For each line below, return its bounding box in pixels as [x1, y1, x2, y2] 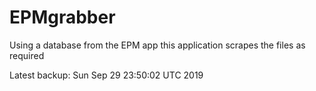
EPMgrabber [9, 6, 116, 29]
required [9, 49, 45, 61]
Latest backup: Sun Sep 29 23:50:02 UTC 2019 [9, 69, 204, 81]
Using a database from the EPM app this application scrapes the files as [9, 39, 306, 51]
